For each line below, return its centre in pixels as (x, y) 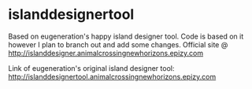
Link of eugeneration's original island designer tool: (91, 68)
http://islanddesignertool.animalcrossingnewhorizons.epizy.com (112, 76)
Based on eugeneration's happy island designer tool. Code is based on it (126, 36)
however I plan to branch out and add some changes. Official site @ (118, 44)
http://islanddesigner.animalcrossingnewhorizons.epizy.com (106, 53)
